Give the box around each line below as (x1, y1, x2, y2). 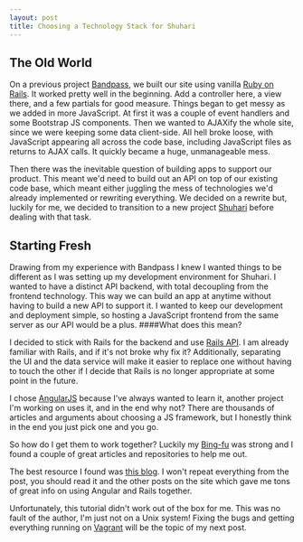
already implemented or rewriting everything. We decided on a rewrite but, (9, 192, 288, 203)
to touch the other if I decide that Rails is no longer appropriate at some (9, 366, 275, 377)
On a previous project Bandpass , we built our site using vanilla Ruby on (9, 79, 274, 90)
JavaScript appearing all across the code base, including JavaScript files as (9, 136, 292, 147)
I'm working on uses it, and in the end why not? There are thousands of (9, 403, 275, 414)
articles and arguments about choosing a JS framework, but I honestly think (9, 412, 292, 423)
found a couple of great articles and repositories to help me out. (9, 449, 248, 460)
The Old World (9, 55, 93, 70)
